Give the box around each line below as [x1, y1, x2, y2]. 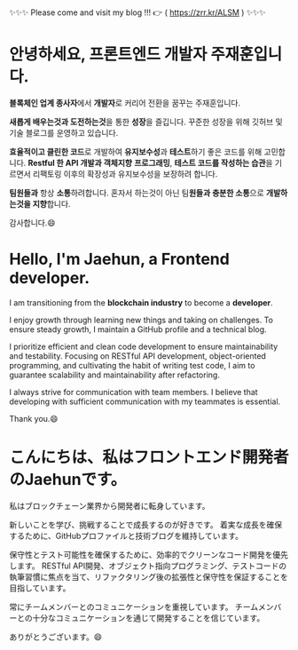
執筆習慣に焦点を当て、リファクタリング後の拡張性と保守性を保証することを [9, 571, 288, 582]
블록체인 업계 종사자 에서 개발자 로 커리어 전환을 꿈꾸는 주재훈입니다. [9, 97, 241, 108]
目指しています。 [9, 583, 71, 593]
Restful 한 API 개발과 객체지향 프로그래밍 [27, 157, 170, 168]
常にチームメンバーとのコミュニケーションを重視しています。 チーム [9, 601, 259, 612]
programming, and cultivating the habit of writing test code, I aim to [9, 360, 255, 370]
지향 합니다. [32, 198, 71, 209]
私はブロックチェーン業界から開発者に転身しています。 [9, 500, 210, 511]
